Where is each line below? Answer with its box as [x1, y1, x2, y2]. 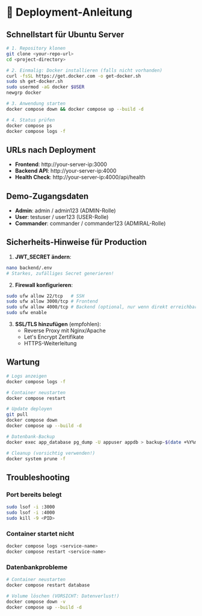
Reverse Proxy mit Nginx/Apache [23, 327, 106, 334]
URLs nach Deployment [6, 144, 96, 155]
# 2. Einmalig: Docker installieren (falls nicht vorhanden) [6, 67, 163, 73]
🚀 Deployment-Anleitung [6, 5, 133, 19]
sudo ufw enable [6, 310, 47, 316]
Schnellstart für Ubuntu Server [6, 29, 124, 40]
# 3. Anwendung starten [6, 100, 66, 106]
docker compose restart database [6, 582, 90, 588]
